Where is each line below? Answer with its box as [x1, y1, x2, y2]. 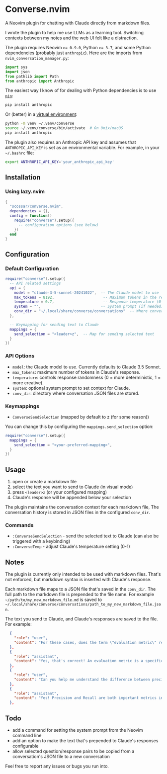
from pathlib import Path [5, 74, 59, 79]
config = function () [9, 213, 52, 218]
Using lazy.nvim [5, 188, 45, 195]
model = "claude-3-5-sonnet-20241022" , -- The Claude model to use [14, 290, 159, 295]
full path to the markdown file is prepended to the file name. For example [5, 592, 154, 598]
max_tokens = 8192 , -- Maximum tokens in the [14, 295, 157, 300]
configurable [12, 743, 39, 749]
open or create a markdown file [12, 479, 77, 485]
